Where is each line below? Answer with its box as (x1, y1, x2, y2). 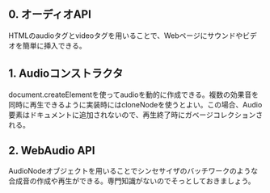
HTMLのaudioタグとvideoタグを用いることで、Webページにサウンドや (8, 31, 243, 40)
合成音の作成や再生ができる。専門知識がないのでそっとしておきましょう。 (8, 176, 256, 186)
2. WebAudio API (8, 144, 95, 157)
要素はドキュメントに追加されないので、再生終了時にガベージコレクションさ (8, 110, 264, 120)
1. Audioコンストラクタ (8, 67, 124, 81)
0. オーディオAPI (8, 7, 91, 22)
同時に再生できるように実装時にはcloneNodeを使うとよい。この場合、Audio (8, 99, 263, 109)
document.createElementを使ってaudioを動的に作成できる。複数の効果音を (8, 90, 259, 99)
